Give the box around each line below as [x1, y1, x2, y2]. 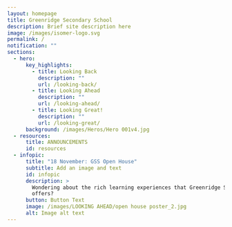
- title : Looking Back [32, 68, 97, 75]
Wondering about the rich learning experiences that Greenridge [32, 184, 221, 191]
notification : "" [7, 42, 57, 49]
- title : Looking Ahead [32, 87, 100, 94]
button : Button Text [25, 197, 85, 204]
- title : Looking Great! [32, 107, 104, 113]
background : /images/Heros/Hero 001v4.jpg [25, 126, 150, 133]
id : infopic [25, 171, 60, 178]
